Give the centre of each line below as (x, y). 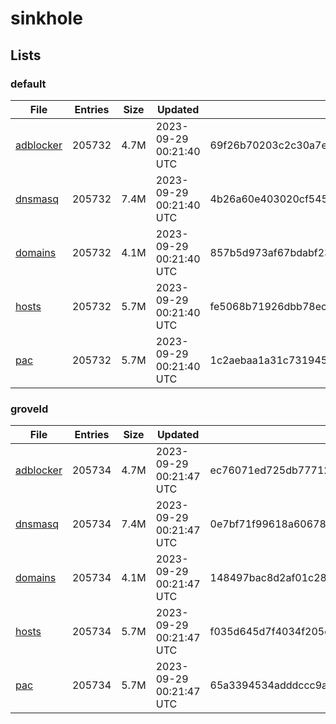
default (28, 84)
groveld (29, 409)
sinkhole (46, 18)
